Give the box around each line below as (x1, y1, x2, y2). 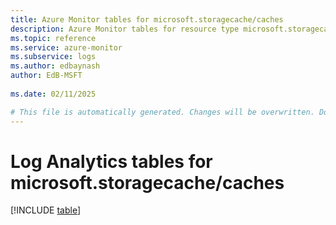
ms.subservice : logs (10, 52, 97, 62)
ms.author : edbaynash (10, 61, 101, 71)
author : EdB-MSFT (10, 71, 83, 81)
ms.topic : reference (10, 33, 97, 43)
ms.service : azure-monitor (10, 42, 123, 53)
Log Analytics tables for (10, 150, 213, 173)
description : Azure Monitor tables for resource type (10, 24, 240, 34)
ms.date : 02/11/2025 (10, 89, 97, 99)
